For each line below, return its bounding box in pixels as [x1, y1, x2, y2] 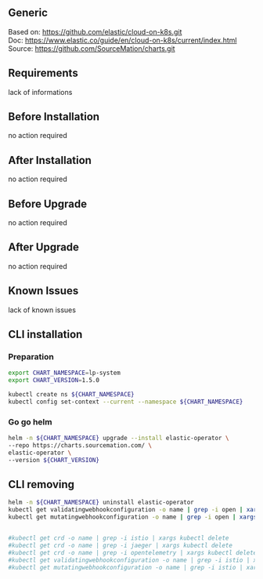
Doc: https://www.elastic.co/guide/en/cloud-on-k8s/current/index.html [8, 35, 237, 45]
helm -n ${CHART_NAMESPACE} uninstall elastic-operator [8, 498, 194, 507]
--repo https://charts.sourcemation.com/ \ [8, 442, 153, 450]
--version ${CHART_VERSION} [8, 456, 100, 464]
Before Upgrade [8, 197, 88, 210]
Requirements [8, 67, 78, 80]
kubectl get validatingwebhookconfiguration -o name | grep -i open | [8, 506, 243, 514]
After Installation [8, 153, 92, 167]
